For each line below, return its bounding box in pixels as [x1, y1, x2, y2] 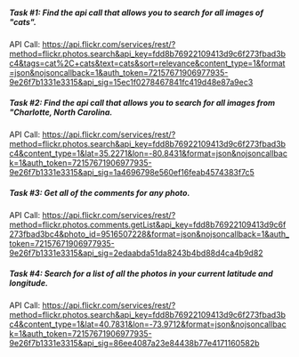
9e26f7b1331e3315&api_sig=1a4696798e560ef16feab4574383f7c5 [9, 166, 255, 177]
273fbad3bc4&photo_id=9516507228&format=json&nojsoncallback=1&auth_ [9, 228, 290, 239]
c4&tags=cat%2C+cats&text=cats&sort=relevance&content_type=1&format [9, 58, 286, 69]
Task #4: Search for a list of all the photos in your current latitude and [9, 268, 273, 279]
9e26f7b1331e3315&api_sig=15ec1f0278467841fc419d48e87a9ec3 [9, 77, 254, 87]
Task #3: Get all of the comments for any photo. [9, 187, 190, 198]
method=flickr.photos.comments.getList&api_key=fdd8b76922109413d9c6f [9, 219, 287, 230]
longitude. [9, 277, 49, 288]
